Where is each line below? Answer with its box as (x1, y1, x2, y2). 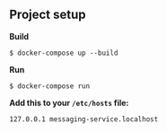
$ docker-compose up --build (9, 49, 119, 58)
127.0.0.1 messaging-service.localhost (9, 114, 159, 124)
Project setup (9, 7, 87, 22)
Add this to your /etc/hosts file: (9, 97, 129, 108)
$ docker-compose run (9, 81, 91, 91)
